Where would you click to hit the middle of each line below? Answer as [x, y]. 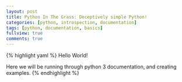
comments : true [24, 39]
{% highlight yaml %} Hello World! [47, 55]
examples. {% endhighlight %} [43, 73]
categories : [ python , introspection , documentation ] [71, 22]
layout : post [22, 11]
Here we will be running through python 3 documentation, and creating [91, 67]
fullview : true [24, 33]
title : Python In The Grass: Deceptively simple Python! [77, 17]
